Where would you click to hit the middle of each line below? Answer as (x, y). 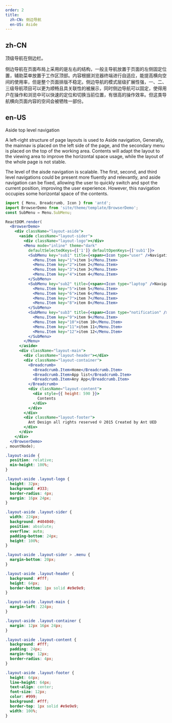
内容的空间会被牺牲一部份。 (57, 101)
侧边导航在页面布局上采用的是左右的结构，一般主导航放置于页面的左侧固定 (84, 69)
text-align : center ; (32, 687)
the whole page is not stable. (36, 162)
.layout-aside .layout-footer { (40, 673)
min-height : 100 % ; (30, 465)
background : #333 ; (30, 488)
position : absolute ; (32, 526)
